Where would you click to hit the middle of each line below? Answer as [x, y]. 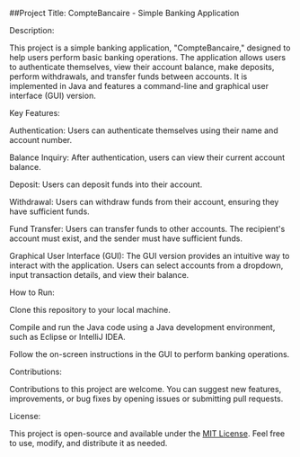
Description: [32, 30]
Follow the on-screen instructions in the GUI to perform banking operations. [150, 354]
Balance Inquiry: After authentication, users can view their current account [147, 157]
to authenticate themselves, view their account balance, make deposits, [142, 67]
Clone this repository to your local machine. [90, 310]
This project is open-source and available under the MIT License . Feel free [147, 434]
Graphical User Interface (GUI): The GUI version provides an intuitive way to [150, 256]
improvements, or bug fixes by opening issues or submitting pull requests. [146, 399]
